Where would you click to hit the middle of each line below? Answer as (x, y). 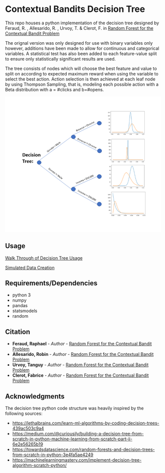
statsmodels (25, 311)
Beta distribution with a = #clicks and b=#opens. (55, 89)
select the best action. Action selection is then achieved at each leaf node (80, 79)
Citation (18, 332)
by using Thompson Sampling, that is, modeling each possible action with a (82, 84)
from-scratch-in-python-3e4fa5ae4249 (53, 455)
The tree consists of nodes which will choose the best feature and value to (81, 68)
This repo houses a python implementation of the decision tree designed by (82, 23)
